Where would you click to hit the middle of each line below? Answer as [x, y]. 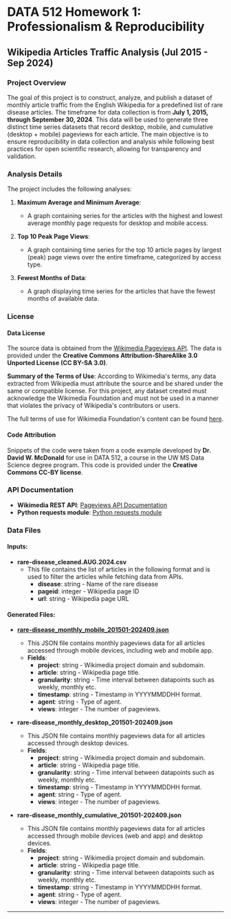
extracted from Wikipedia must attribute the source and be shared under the [115, 384]
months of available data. [63, 299]
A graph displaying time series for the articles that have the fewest [121, 291]
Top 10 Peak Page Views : [54, 237]
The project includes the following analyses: [69, 189]
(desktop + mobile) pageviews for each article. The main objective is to [108, 134]
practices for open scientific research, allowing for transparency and [104, 148]
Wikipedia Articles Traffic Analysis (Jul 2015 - [108, 52]
